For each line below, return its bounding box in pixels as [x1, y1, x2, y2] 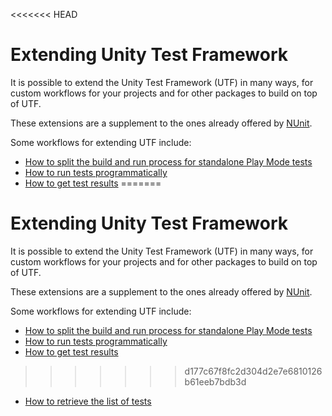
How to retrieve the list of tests [24, 395, 152, 407]
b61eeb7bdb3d [184, 375, 247, 388]
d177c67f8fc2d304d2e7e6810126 [184, 365, 323, 377]
